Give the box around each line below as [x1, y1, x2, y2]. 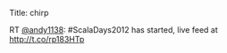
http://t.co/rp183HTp [9, 34, 85, 44]
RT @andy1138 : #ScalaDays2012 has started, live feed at [9, 25, 219, 34]
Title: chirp [9, 8, 49, 18]
